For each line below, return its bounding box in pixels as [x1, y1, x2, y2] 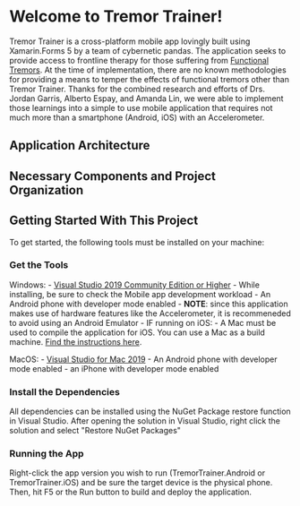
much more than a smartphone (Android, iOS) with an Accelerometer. [9, 112, 265, 123]
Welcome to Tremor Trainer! [9, 6, 223, 27]
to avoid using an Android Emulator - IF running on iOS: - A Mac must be [9, 317, 277, 328]
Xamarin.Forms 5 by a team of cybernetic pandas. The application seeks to [9, 45, 287, 56]
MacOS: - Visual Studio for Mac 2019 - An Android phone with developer [9, 354, 278, 364]
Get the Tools [9, 259, 69, 271]
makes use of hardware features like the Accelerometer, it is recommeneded [9, 307, 291, 319]
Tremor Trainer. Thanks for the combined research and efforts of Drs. [9, 83, 266, 94]
